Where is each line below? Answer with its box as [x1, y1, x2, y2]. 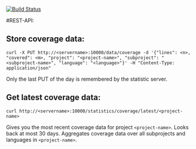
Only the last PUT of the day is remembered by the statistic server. [6, 75, 168, 82]
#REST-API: [6, 17, 34, 24]
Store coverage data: [6, 34, 85, 44]
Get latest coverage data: [6, 92, 101, 102]
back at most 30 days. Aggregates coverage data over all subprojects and [6, 130, 185, 137]
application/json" [6, 65, 51, 71]
